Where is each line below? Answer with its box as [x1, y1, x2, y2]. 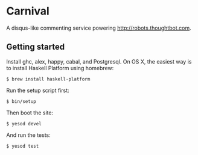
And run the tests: [6, 131, 51, 139]
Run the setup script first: [6, 87, 69, 94]
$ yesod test [6, 143, 39, 149]
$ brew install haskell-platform [6, 76, 91, 82]
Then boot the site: [6, 109, 53, 116]
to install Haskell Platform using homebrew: [6, 64, 114, 71]
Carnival [6, 4, 49, 18]
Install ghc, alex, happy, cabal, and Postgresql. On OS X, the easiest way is [6, 58, 192, 65]
